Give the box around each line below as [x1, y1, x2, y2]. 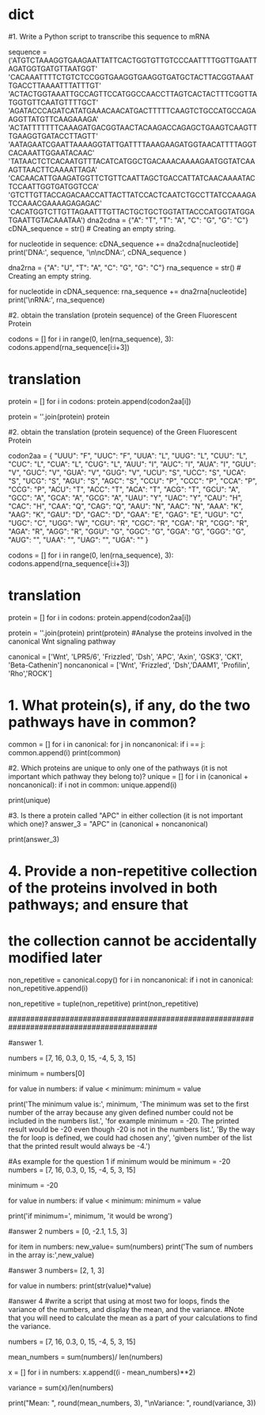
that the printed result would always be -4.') [8, 1141, 151, 1151]
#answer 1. [8, 1037, 44, 1047]
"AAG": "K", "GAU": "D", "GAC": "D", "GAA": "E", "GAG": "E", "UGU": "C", [8, 509, 244, 519]
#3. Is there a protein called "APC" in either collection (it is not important [8, 810, 244, 820]
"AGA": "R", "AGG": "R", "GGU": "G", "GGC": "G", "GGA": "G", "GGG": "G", [8, 527, 246, 536]
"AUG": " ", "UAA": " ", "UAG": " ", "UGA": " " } [8, 534, 149, 544]
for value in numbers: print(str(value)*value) [8, 1280, 152, 1290]
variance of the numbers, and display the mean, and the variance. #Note [8, 1304, 245, 1314]
